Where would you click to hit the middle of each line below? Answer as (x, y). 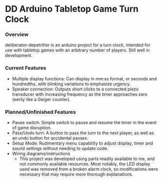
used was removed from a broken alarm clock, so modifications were (89, 169)
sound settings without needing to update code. (60, 148)
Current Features (26, 68)
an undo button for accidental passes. (50, 138)
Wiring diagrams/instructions (41, 154)
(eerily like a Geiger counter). (41, 99)
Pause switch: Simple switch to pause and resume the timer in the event (84, 123)
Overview (17, 35)
